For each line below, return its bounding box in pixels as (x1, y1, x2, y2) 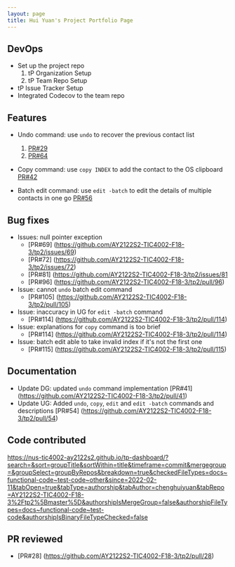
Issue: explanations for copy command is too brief (17, 322, 161, 331)
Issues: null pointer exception (17, 233, 103, 241)
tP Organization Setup (27, 69, 92, 77)
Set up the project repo (17, 61, 85, 70)
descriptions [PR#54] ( (17, 406, 83, 415)
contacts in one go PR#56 (17, 194, 93, 203)
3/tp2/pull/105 (27, 300, 69, 308)
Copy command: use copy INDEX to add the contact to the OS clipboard (17, 165, 223, 174)
